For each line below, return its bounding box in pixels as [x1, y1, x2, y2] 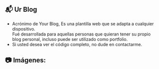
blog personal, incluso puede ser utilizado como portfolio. [12, 36, 128, 42]
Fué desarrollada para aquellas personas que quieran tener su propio [12, 31, 151, 37]
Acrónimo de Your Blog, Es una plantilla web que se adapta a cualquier [12, 20, 154, 27]
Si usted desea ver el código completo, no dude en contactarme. [12, 41, 142, 47]
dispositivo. [12, 26, 35, 32]
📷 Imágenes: [5, 56, 46, 65]
